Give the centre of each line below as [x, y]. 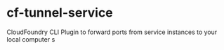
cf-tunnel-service [60, 13]
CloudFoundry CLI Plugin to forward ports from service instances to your [112, 32]
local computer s [31, 39]
